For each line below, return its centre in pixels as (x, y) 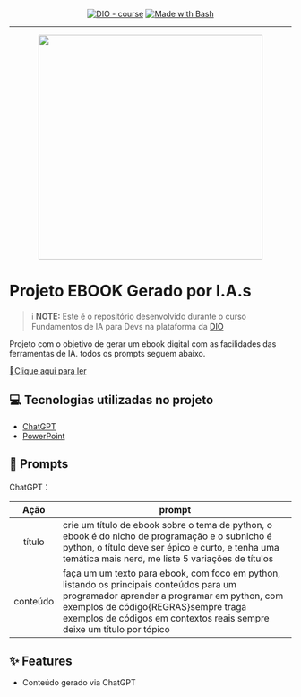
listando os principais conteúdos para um (150, 584)
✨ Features (41, 661)
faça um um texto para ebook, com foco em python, (171, 573)
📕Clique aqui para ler (48, 371)
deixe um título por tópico (116, 629)
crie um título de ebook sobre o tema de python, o (168, 525)
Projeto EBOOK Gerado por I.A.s (130, 291)
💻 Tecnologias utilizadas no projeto (112, 400)
